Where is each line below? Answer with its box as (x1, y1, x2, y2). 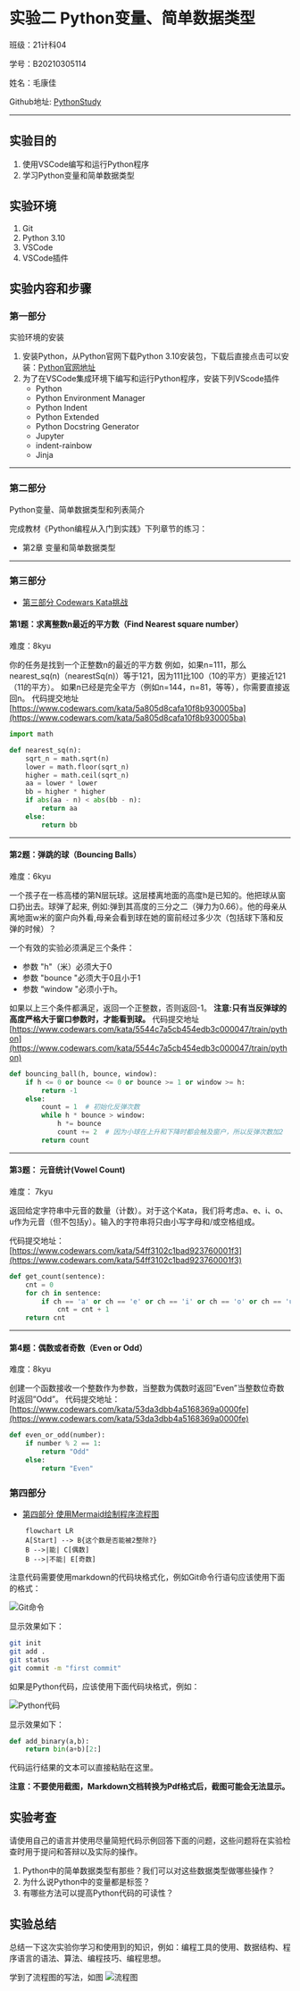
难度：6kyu (9, 871, 52, 881)
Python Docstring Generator (35, 421, 140, 432)
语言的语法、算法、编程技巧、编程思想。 (16, 1953, 166, 1963)
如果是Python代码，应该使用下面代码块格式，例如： (9, 1680, 200, 1692)
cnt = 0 (25, 1280, 54, 1289)
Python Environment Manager (35, 393, 146, 404)
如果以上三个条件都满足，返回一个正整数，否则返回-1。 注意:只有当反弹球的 (9, 1002, 287, 1013)
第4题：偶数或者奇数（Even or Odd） (9, 1342, 147, 1353)
